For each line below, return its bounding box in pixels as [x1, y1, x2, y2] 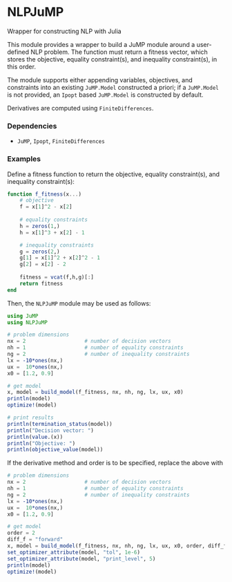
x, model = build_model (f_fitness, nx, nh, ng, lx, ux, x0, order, [7, 543, 206, 550]
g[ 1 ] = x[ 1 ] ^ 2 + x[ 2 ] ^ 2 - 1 [19, 254, 100, 261]
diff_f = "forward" [7, 536, 64, 543]
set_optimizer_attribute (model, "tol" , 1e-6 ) [7, 549, 140, 556]
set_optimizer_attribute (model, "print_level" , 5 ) [7, 555, 156, 562]
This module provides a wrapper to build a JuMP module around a [7, 40, 195, 48]
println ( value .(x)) [7, 433, 64, 440]
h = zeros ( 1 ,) [19, 223, 60, 229]
